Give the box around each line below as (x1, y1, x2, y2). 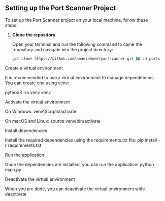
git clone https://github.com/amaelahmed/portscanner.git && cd (12, 56, 147, 61)
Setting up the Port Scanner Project (5, 4, 116, 12)
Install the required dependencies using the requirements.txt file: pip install (5, 137, 157, 143)
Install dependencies (5, 128, 48, 134)
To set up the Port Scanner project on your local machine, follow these (5, 17, 148, 23)
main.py (5, 167, 21, 172)
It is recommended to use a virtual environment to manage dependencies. (5, 74, 155, 80)
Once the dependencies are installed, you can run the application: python (5, 161, 154, 167)
